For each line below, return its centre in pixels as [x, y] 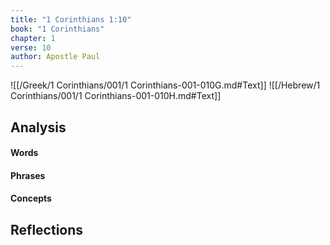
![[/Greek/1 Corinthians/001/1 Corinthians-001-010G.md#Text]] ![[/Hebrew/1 [165, 85]
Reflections [47, 229]
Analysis [38, 127]
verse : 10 [31, 47]
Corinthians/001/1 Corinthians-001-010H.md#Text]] [116, 96]
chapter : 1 [33, 38]
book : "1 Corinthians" [57, 29]
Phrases [28, 175]
